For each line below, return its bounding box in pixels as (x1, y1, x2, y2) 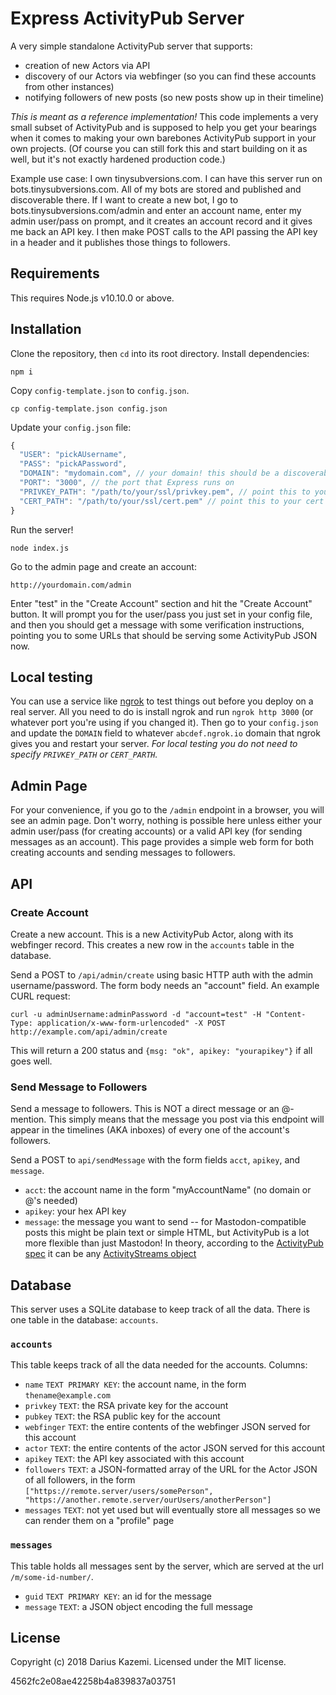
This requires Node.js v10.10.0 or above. (10, 292, 175, 304)
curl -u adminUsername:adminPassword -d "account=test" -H (10, 1009, 262, 1019)
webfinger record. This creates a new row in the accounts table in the (10, 938, 295, 951)
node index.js (10, 543, 70, 553)
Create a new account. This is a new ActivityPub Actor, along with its (10, 928, 294, 940)
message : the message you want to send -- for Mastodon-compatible (24, 1216, 307, 1228)
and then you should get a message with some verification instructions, (10, 618, 305, 631)
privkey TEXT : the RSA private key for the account (24, 1400, 229, 1412)
